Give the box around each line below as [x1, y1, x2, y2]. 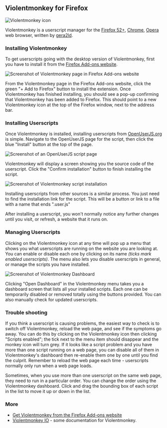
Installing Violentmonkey [5, 44, 67, 51]
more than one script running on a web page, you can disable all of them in [5, 347, 160, 353]
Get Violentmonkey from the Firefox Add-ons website [12, 412, 122, 418]
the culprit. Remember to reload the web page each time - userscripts [5, 358, 149, 363]
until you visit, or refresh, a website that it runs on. [5, 216, 108, 222]
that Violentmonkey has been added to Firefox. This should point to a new [5, 97, 157, 103]
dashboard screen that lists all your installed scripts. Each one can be [5, 286, 148, 292]
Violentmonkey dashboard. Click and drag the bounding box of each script [5, 383, 159, 389]
